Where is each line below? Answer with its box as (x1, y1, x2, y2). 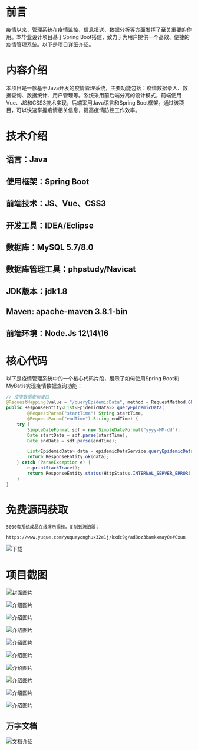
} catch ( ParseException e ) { (16, 459, 91, 465)
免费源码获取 (6, 503, 69, 517)
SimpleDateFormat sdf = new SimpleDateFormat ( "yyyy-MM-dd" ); (27, 426, 181, 433)
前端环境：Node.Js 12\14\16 (6, 328, 109, 338)
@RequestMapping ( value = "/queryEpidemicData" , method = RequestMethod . (6, 399, 189, 405)
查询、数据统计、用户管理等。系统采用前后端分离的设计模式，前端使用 (11, 92, 181, 99)
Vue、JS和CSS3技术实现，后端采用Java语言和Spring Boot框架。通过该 (6, 99, 179, 106)
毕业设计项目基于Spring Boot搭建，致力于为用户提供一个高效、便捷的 (21, 33, 190, 40)
